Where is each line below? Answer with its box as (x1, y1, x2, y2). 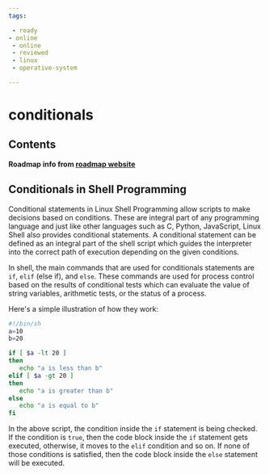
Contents (8, 138, 57, 152)
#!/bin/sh (8, 320, 42, 328)
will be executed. (8, 458, 65, 468)
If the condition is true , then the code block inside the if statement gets (8, 433, 249, 443)
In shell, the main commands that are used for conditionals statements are (8, 262, 255, 272)
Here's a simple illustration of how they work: (8, 304, 159, 313)
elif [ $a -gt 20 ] (8, 371, 74, 380)
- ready (11, 26, 38, 35)
